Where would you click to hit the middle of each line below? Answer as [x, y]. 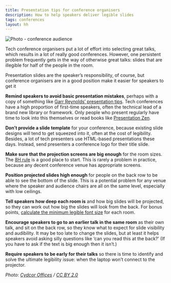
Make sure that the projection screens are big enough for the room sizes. [84, 154]
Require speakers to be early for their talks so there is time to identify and [84, 254]
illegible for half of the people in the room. [49, 65]
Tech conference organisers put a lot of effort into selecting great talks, [81, 49]
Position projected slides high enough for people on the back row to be [81, 175]
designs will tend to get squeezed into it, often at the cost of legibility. [79, 134]
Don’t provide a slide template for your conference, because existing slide [84, 128]
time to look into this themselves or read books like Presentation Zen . [78, 118]
